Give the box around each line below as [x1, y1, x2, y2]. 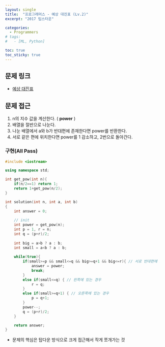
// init [14, 218, 29, 223]
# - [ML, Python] [5, 39, 45, 44]
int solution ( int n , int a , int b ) [5, 199, 78, 204]
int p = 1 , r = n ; [14, 227, 52, 232]
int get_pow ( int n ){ [5, 177, 48, 182]
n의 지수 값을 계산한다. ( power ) [12, 116, 76, 122]
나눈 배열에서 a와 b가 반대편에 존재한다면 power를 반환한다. [12, 128, 127, 134]
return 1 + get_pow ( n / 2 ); [14, 186, 63, 191]
